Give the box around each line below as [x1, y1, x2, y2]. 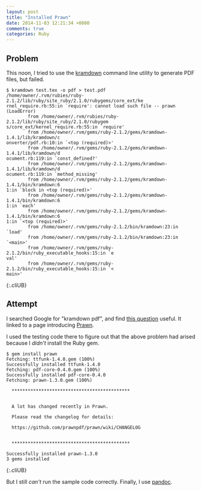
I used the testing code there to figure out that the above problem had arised [6, 333, 196, 340]
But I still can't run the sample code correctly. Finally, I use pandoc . [6, 478, 173, 485]
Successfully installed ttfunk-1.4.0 [6, 361, 101, 367]
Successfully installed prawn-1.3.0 [6, 451, 98, 457]
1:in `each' [6, 202, 36, 209]
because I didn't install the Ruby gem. [6, 339, 100, 346]
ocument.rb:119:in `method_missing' [6, 171, 98, 177]
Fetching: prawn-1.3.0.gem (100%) [6, 377, 93, 383]
